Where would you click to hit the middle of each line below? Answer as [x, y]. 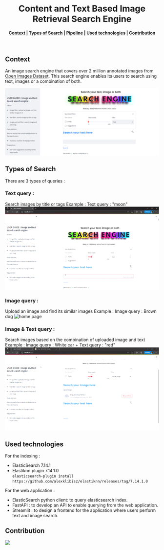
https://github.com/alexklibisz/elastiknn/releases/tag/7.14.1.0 [80, 481]
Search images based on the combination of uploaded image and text [75, 340]
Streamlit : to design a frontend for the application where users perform [84, 510]
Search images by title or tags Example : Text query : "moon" [66, 204]
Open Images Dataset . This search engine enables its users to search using [81, 76]
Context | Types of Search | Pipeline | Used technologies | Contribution [82, 33]
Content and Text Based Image [82, 9]
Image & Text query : [30, 329]
